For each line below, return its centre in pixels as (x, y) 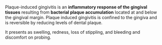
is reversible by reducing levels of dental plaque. (54, 22)
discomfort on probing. (28, 37)
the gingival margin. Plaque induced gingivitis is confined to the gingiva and (81, 17)
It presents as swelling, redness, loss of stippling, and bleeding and (73, 32)
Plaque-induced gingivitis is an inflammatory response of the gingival (76, 7)
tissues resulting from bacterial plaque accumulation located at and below (81, 12)
